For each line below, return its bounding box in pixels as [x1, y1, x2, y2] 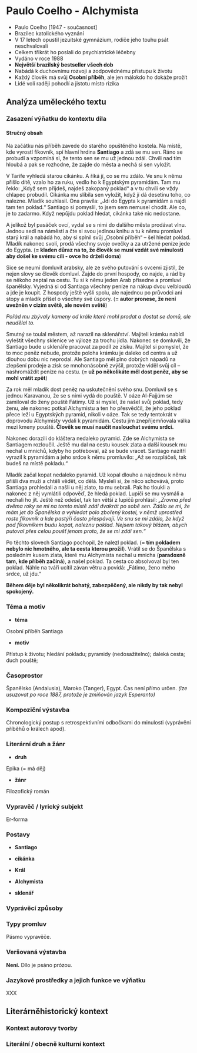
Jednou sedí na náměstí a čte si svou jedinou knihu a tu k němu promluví [6, 228, 182, 235]
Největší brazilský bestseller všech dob [14, 61, 113, 68]
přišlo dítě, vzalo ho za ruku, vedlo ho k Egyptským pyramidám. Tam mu [6, 178, 181, 186]
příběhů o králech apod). [6, 726, 66, 733]
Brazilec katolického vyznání [14, 29, 84, 37]
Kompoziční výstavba [6, 706, 69, 714]
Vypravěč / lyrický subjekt [6, 802, 84, 810]
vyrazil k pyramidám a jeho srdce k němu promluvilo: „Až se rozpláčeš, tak [6, 453, 187, 461]
